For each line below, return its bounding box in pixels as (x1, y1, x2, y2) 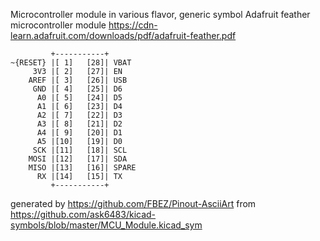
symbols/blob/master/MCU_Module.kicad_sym (10, 219, 203, 231)
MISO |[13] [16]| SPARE (28, 163, 137, 173)
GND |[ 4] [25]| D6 (32, 84, 123, 94)
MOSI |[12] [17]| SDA (28, 154, 128, 164)
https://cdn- (108, 19, 158, 31)
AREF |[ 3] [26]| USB (28, 75, 128, 85)
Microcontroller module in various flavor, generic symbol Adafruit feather (10, 9, 311, 20)
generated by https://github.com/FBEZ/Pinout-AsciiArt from (10, 198, 257, 209)
